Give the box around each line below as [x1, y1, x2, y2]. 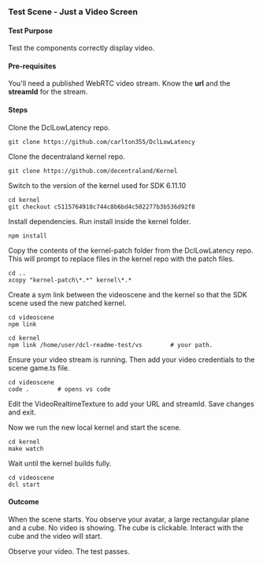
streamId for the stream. [8, 87, 88, 97]
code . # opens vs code [8, 385, 111, 393]
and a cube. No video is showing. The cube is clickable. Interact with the [8, 522, 244, 533]
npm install [8, 231, 47, 240]
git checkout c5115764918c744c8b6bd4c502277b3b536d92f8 [8, 203, 195, 211]
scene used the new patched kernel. [8, 298, 127, 308]
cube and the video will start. [8, 531, 102, 540]
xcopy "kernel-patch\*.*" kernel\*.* [8, 276, 132, 284]
